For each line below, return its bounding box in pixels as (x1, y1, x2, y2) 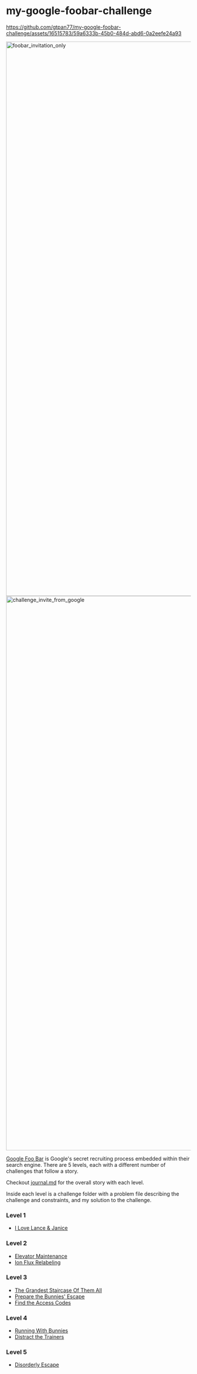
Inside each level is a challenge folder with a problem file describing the (6, 1190, 179, 1197)
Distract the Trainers (14, 1334, 64, 1341)
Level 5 (6, 1348, 28, 1356)
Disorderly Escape (14, 1361, 60, 1368)
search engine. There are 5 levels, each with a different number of (6, 1161, 166, 1168)
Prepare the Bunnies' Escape (14, 1292, 85, 1300)
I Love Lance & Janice (14, 1224, 69, 1231)
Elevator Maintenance (14, 1253, 67, 1260)
